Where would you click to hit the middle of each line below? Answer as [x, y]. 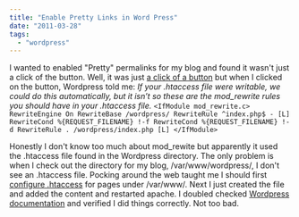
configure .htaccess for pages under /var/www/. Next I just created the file [147, 185]
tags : [19, 34]
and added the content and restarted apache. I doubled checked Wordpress [149, 194]
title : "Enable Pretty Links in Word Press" [94, 17]
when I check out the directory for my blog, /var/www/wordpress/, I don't [145, 165]
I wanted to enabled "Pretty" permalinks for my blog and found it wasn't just [149, 68]
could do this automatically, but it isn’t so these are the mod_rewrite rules [145, 96]
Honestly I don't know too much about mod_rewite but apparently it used [144, 146]
